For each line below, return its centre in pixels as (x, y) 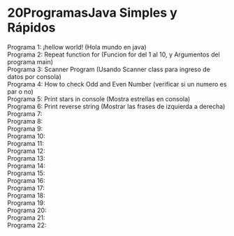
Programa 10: (26, 136)
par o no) (20, 91)
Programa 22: (27, 225)
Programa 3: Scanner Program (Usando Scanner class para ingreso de (109, 69)
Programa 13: (26, 158)
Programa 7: (25, 114)
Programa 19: (26, 202)
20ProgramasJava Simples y (93, 13)
